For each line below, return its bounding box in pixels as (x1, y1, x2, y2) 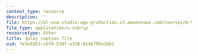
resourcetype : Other (6, 30, 57, 36)
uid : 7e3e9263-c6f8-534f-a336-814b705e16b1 (6, 41, 115, 47)
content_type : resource (6, 8, 65, 15)
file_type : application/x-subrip (6, 24, 88, 31)
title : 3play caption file (6, 36, 72, 41)
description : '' (6, 14, 46, 20)
